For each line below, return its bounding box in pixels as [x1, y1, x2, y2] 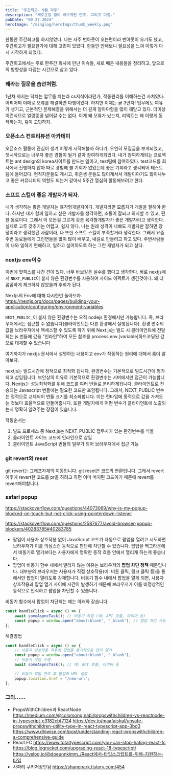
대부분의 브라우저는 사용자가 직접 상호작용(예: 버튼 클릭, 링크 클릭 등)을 [19, 568, 160, 574]
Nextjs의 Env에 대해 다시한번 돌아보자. [5, 293, 83, 299]
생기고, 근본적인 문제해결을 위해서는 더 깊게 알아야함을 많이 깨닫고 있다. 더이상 [10, 106, 166, 112]
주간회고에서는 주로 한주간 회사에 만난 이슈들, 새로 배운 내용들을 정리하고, [5, 60, 151, 67]
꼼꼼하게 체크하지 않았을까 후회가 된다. [5, 282, 82, 288]
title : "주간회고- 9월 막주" [5, 7, 60, 13]
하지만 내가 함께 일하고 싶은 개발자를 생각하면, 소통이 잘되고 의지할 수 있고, [12, 210, 160, 216]
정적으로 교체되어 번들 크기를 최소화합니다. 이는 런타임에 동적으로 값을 [10, 393, 150, 400]
